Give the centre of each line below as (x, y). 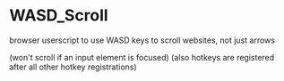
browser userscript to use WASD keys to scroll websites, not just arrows (142, 40)
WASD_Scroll (59, 16)
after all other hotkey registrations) (73, 67)
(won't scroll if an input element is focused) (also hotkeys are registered (142, 57)
